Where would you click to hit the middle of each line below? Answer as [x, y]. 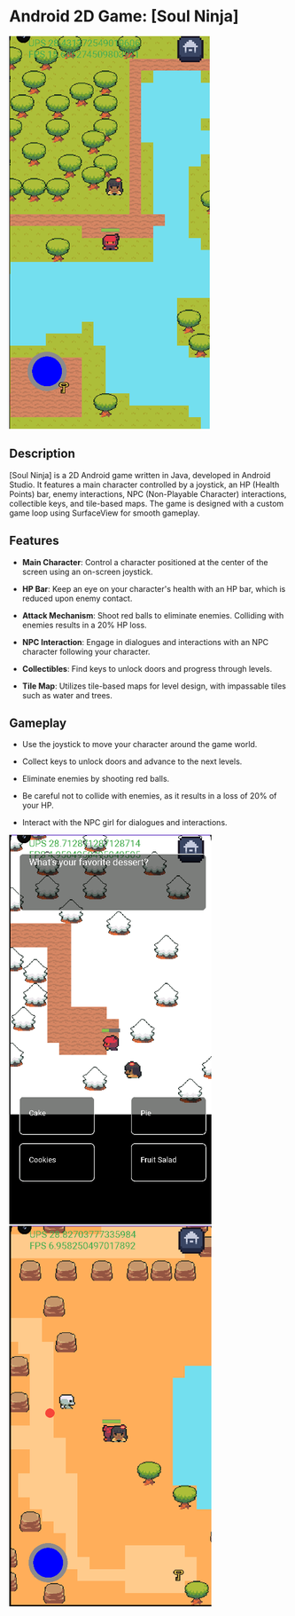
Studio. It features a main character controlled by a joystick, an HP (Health [144, 485]
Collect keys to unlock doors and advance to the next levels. [132, 761]
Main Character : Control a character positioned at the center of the [145, 562]
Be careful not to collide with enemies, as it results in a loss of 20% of [149, 796]
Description [42, 454]
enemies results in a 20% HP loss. [85, 625]
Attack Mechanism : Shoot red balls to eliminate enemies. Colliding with [153, 615]
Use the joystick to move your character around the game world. [140, 745]
